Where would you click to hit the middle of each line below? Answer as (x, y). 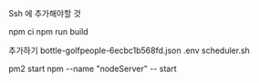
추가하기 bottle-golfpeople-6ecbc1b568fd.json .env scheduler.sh (129, 50)
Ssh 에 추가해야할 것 (45, 13)
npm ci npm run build (48, 31)
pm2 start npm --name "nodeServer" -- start (93, 68)
